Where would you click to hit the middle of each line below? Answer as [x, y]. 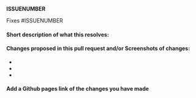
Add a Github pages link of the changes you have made [78, 89]
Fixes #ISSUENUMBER [35, 20]
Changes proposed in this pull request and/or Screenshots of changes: [98, 49]
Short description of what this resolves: [58, 34]
